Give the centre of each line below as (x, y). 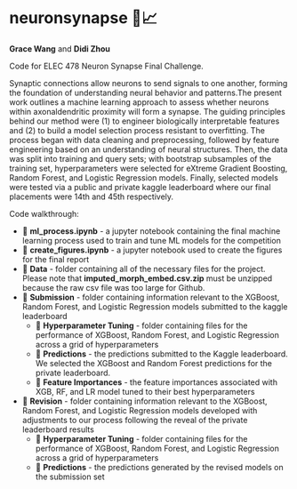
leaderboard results (58, 429)
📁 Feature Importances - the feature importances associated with (157, 382)
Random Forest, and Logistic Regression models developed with (140, 410)
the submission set (70, 477)
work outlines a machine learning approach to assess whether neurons (139, 102)
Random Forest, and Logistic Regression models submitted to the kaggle (155, 306)
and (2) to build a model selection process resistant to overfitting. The (137, 130)
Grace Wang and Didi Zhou (60, 48)
